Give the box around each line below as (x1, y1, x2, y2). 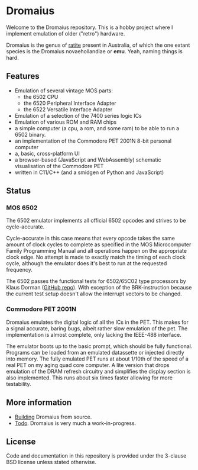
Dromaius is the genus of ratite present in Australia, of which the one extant (6, 41, 190, 49)
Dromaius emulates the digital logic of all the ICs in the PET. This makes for (6, 318, 189, 326)
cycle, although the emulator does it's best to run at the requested (6, 260, 167, 267)
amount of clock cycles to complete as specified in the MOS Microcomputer (6, 241, 191, 248)
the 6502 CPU (23, 93, 59, 100)
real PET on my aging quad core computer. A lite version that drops (6, 361, 170, 368)
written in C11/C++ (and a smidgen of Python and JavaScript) (14, 169, 164, 176)
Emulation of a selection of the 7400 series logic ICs (14, 112, 142, 119)
